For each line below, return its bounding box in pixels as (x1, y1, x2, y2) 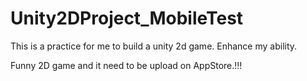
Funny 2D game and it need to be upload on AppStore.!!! (10, 59, 243, 71)
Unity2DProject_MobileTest (10, 7, 244, 30)
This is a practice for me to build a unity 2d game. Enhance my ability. (10, 40, 298, 52)
